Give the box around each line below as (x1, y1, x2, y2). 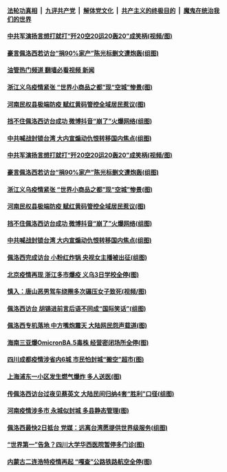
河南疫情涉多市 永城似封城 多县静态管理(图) (7, 407, 129, 415)
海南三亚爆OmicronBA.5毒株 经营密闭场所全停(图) (7, 338, 149, 347)
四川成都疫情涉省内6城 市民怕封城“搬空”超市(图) (7, 355, 144, 364)
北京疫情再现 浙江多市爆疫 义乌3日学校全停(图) (7, 270, 140, 279)
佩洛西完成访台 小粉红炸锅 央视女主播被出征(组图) (7, 253, 148, 261)
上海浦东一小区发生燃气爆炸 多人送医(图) (7, 372, 122, 381)
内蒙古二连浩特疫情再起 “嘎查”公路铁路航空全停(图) (7, 458, 153, 466)
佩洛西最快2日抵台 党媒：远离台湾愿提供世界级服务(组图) (7, 423, 168, 431)
